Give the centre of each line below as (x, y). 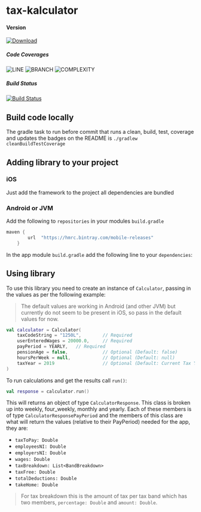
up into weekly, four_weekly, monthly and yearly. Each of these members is (99, 409)
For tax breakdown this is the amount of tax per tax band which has (104, 496)
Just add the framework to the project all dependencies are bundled (90, 192)
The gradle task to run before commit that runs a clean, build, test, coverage (100, 132)
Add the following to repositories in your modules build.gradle (85, 221)
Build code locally (40, 117)
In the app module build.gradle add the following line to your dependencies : (99, 254)
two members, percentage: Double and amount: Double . (89, 502)
